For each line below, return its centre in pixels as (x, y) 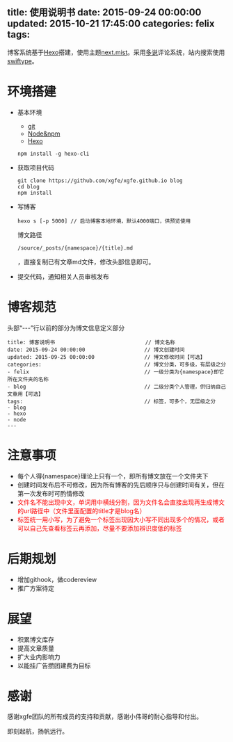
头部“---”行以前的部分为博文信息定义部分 (66, 328)
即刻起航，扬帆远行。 (38, 732)
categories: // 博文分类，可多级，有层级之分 (116, 364)
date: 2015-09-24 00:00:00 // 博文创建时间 (96, 350)
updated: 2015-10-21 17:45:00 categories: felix (111, 24)
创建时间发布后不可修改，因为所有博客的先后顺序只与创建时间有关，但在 (121, 485)
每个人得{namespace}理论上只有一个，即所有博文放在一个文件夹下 (113, 476)
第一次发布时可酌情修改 (51, 493)
